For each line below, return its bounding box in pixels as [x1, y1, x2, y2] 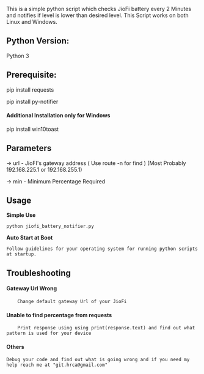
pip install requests [6, 86, 54, 94]
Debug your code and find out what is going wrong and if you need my [6, 357, 190, 363]
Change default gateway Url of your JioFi [17, 299, 127, 305]
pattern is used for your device [6, 330, 92, 337]
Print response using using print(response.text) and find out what [17, 325, 195, 331]
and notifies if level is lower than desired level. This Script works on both [6, 12, 189, 19]
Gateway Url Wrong [6, 285, 57, 292]
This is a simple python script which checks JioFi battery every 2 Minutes [6, 5, 191, 12]
